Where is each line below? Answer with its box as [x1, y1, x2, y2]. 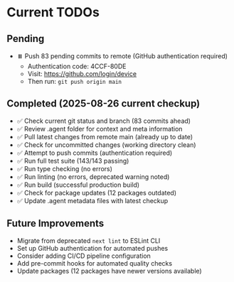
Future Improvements [6, 217, 105, 229]
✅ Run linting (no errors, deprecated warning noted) [16, 172, 170, 181]
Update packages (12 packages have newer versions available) [16, 266, 202, 275]
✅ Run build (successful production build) [16, 180, 140, 189]
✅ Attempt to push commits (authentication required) [16, 148, 173, 157]
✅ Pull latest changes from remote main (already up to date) [16, 132, 193, 141]
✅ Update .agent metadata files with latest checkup [16, 196, 169, 205]
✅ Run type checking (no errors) [16, 164, 113, 173]
